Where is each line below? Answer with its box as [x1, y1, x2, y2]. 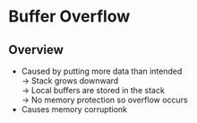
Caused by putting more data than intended [21, 66, 183, 76]
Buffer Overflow [8, 6, 131, 27]
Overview [8, 42, 64, 57]
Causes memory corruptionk [21, 104, 127, 114]
